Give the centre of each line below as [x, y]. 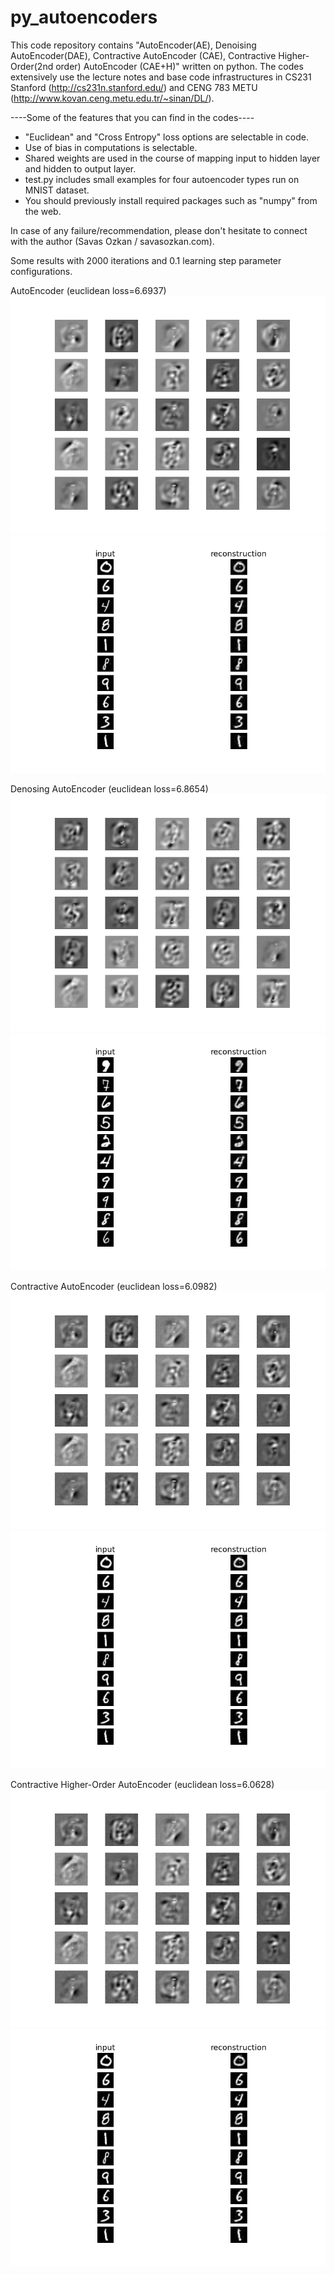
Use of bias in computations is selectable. [111, 147]
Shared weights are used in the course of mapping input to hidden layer [172, 158]
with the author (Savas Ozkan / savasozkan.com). [112, 241]
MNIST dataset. [57, 190]
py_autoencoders [84, 17]
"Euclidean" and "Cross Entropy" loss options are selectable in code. [166, 137]
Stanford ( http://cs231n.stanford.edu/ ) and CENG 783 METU [134, 87]
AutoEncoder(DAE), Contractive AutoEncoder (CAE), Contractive [143, 55]
